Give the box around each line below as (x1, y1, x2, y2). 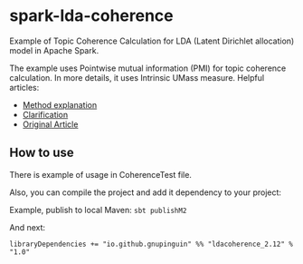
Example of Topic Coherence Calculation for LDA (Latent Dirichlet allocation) (9, 35, 295, 46)
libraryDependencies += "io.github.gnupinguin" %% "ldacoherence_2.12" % (9, 240, 294, 249)
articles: (9, 82, 40, 93)
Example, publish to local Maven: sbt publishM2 (9, 204, 187, 215)
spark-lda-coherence (9, 5, 174, 26)
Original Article (22, 119, 79, 130)
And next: (9, 221, 46, 232)
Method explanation (22, 99, 98, 110)
